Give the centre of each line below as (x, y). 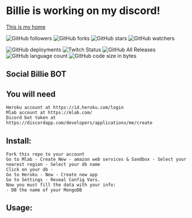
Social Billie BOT (36, 74)
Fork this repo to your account (45, 154)
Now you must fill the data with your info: (61, 185)
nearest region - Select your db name (53, 164)
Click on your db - (30, 169)
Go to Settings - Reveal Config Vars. (53, 179)
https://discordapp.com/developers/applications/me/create (79, 123)
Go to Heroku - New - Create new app (52, 174)
